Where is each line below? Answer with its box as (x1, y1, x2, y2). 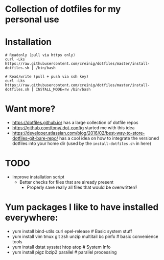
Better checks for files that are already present (19, 179, 114, 185)
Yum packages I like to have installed (5, 202, 159, 213)
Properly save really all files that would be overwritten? (26, 184, 138, 190)
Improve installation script (12, 174, 65, 180)
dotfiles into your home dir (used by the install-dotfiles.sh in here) (12, 141, 152, 146)
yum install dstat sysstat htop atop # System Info (12, 244, 111, 250)
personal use (5, 14, 60, 25)
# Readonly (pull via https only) (5, 53, 76, 58)
